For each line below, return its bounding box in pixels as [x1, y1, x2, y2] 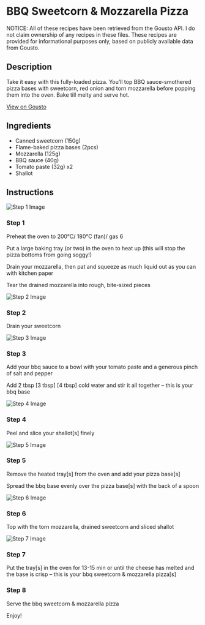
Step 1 [6, 219, 25, 227]
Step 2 [6, 308, 26, 316]
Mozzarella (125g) [15, 150, 61, 157]
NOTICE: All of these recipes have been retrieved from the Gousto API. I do [6, 24, 195, 32]
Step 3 [6, 349, 26, 357]
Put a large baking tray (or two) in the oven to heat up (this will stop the [6, 244, 185, 252]
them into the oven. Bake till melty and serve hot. [6, 91, 130, 99]
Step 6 [6, 509, 26, 518]
